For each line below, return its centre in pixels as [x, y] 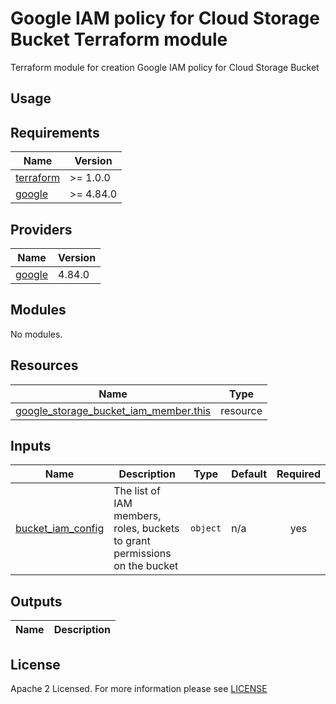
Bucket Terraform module [119, 39]
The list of [137, 491]
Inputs [31, 445]
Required [298, 474]
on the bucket [146, 566]
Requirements [55, 132]
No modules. [36, 334]
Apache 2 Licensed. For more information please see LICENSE [139, 689]
